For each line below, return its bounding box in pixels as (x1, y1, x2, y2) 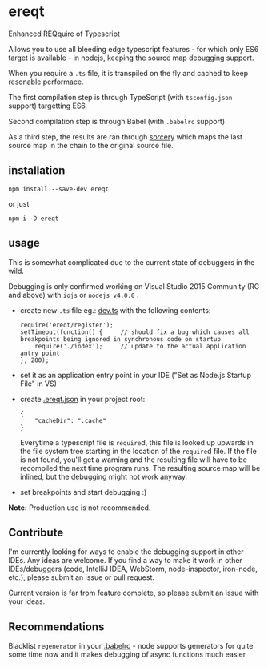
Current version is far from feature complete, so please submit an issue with (8, 588, 259, 598)
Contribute (8, 525, 64, 539)
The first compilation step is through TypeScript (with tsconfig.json (8, 92, 233, 102)
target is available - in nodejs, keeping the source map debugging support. (8, 53, 254, 62)
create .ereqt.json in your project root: (19, 394, 146, 404)
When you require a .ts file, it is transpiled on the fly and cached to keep (8, 68, 249, 78)
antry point (19, 349, 60, 357)
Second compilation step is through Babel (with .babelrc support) (8, 116, 226, 126)
